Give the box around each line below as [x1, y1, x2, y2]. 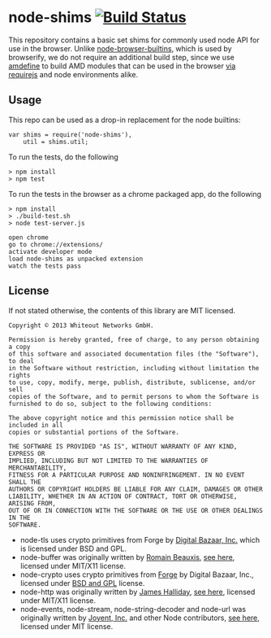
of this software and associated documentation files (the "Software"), [8, 350, 260, 358]
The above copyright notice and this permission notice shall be [8, 413, 234, 422]
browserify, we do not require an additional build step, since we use [8, 52, 235, 62]
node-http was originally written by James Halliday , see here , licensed [19, 587, 256, 596]
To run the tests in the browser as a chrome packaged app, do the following [8, 189, 262, 199]
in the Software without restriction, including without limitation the [8, 364, 260, 372]
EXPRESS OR [8, 449, 45, 457]
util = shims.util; [23, 138, 89, 146]
